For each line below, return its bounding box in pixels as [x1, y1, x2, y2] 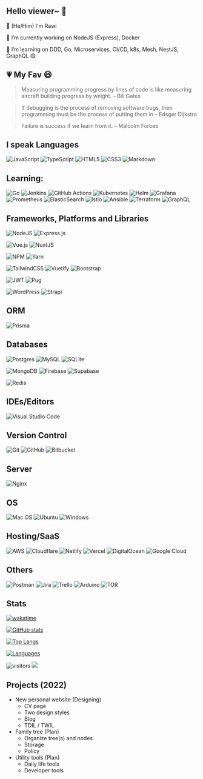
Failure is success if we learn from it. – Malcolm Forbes [21, 122, 159, 129]
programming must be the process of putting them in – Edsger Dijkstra [21, 110, 197, 118]
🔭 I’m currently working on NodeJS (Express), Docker [6, 34, 140, 41]
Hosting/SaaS [6, 531, 60, 541]
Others [6, 565, 33, 575]
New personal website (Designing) [15, 696, 102, 703]
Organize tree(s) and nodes [24, 735, 93, 742]
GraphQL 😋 [6, 52, 36, 59]
